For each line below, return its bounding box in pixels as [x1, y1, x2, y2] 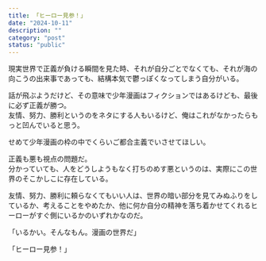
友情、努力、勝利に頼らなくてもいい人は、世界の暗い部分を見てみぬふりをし [8, 191, 258, 201]
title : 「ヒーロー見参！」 [8, 11, 87, 20]
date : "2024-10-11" [8, 19, 73, 27]
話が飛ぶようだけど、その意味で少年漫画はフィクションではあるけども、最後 [8, 90, 258, 100]
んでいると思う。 [29, 121, 85, 130]
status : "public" [8, 41, 66, 49]
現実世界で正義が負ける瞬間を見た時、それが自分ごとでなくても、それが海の [8, 64, 258, 74]
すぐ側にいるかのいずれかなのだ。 [35, 211, 148, 221]
